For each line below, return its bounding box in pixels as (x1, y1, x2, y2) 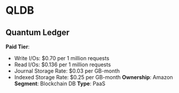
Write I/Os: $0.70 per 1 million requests (14, 55, 109, 61)
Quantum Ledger (5, 27, 70, 38)
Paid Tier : (5, 43, 30, 50)
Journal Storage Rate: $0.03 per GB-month (14, 67, 120, 75)
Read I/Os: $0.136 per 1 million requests (14, 61, 111, 68)
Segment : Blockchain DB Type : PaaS (14, 80, 106, 87)
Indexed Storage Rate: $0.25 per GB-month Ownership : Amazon (14, 74, 173, 80)
